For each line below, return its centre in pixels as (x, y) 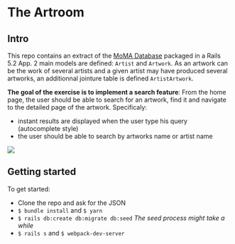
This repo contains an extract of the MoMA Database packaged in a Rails (114, 55)
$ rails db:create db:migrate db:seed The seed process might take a (121, 218)
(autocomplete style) (48, 128)
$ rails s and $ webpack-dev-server (71, 233)
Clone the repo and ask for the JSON (72, 203)
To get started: (29, 189)
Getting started (42, 172)
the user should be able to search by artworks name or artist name (115, 136)
